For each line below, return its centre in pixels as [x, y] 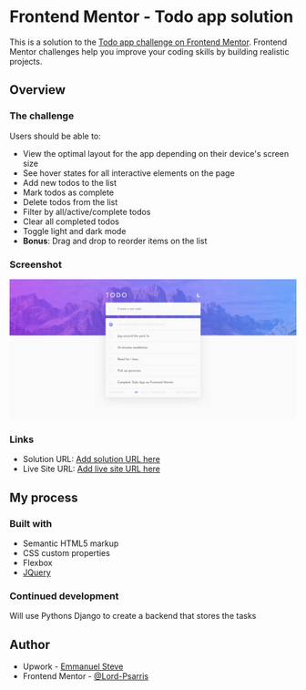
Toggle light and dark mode [74, 231]
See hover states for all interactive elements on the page [128, 173]
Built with [31, 523]
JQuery [37, 572]
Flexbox [37, 563]
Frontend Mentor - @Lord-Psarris [86, 676]
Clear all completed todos [71, 221]
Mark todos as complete [68, 192]
